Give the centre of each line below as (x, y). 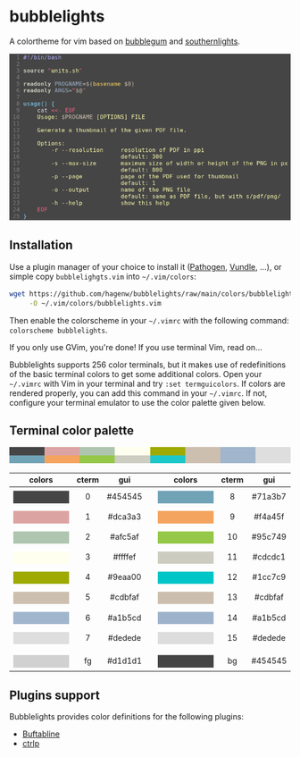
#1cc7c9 (269, 577)
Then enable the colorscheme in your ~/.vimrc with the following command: (149, 320)
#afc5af (125, 537)
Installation (41, 245)
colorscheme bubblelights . (58, 330)
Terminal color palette (72, 431)
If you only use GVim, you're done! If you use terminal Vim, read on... (136, 347)
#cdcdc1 (269, 557)
